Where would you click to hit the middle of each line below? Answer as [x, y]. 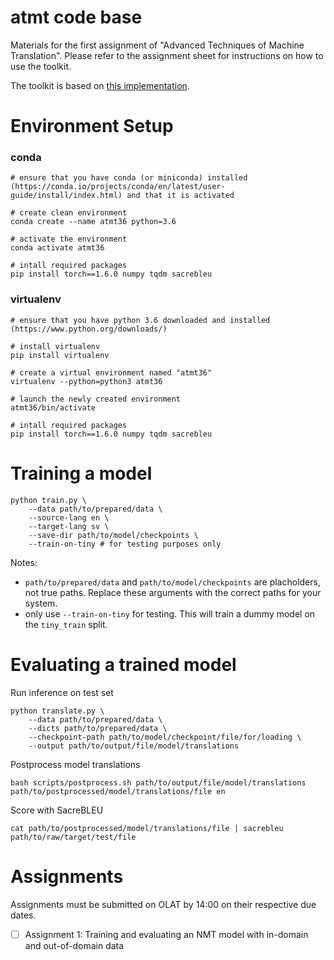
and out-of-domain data [74, 945]
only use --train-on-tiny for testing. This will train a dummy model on [170, 613]
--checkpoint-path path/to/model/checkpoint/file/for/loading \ [165, 737]
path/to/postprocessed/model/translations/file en [118, 791]
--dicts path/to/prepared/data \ [98, 728]
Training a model [81, 473]
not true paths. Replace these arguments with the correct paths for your [173, 592]
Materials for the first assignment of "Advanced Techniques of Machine [157, 45]
